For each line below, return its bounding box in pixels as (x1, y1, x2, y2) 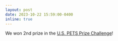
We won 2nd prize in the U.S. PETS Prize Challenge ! (5, 30, 113, 36)
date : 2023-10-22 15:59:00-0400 (5, 12, 73, 17)
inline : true (5, 16, 33, 21)
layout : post (5, 7, 33, 12)
